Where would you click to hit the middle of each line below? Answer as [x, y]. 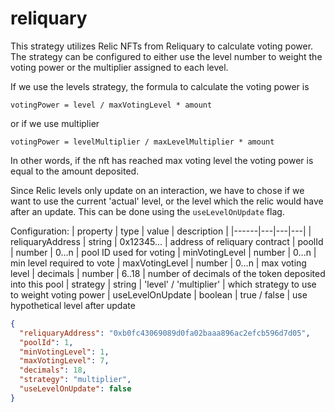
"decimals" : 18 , [53, 370]
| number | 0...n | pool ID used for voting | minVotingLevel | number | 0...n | [163, 252]
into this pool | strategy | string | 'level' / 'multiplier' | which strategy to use [163, 284]
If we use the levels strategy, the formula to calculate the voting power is [160, 86]
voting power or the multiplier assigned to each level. [119, 67]
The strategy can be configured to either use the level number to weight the [166, 56]
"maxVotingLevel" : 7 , [64, 361]
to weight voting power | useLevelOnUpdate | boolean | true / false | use [159, 294]
